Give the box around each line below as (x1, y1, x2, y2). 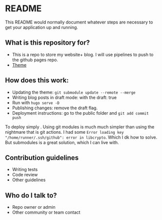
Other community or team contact (12, 209, 81, 216)
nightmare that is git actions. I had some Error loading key (5, 129, 124, 135)
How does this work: (5, 76, 69, 85)
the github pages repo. (12, 57, 59, 63)
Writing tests (12, 167, 38, 172)
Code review (12, 172, 38, 178)
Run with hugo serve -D (12, 99, 60, 105)
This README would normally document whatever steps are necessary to (5, 19, 153, 25)
